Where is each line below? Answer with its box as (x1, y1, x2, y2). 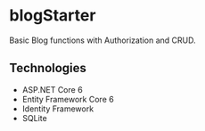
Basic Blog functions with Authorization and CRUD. (9, 35, 196, 45)
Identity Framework (21, 103, 94, 114)
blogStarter (9, 5, 96, 26)
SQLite (21, 112, 47, 123)
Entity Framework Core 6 (21, 94, 114, 104)
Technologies (9, 61, 87, 76)
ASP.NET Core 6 (21, 84, 83, 94)
